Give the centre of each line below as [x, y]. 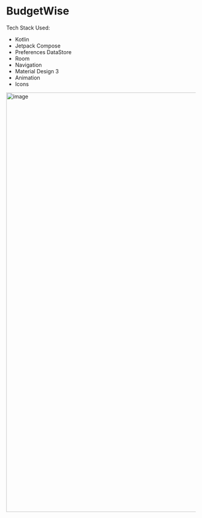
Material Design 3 [37, 71]
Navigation [28, 65]
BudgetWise [38, 11]
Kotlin [22, 39]
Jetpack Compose [38, 46]
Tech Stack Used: [28, 28]
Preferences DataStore [43, 52]
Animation [27, 78]
